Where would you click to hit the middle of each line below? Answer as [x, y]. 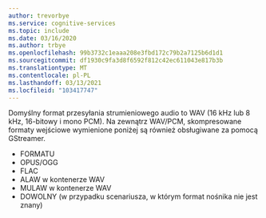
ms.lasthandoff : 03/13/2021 [55, 83]
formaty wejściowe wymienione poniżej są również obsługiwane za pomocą [133, 130]
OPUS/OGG [39, 163]
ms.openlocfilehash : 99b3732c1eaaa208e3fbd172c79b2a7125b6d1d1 [116, 53]
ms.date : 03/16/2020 [43, 38]
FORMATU [37, 154]
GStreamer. [27, 139]
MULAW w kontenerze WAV [66, 188]
